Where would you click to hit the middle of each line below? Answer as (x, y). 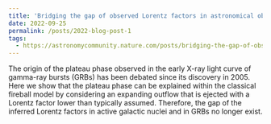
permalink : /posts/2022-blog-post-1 (70, 31)
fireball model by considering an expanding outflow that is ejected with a (129, 94)
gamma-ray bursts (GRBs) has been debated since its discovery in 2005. (129, 77)
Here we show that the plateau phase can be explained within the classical (132, 86)
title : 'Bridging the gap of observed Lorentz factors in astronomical (131, 16)
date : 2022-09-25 (38, 23)
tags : (17, 38)
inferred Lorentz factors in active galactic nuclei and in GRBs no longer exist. (135, 112)
